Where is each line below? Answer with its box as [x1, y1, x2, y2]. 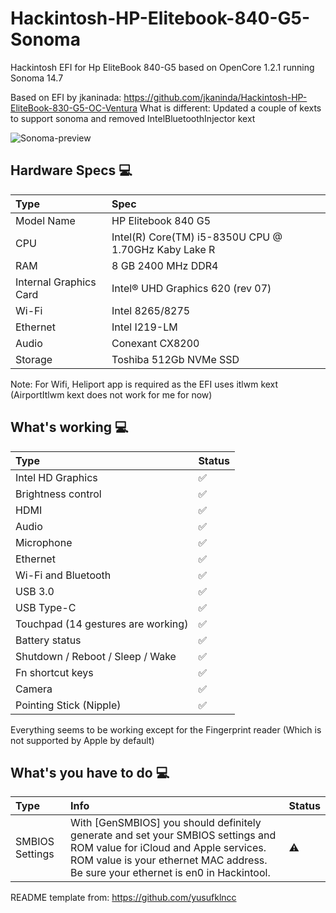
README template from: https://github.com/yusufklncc [10, 892, 237, 904]
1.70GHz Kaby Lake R [111, 242, 216, 256]
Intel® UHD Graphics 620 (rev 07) [111, 281, 272, 295]
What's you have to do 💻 [10, 764, 170, 781]
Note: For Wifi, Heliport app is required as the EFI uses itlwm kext [10, 378, 279, 390]
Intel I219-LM [111, 320, 178, 334]
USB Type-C [15, 600, 77, 614]
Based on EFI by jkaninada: [10, 91, 122, 103]
